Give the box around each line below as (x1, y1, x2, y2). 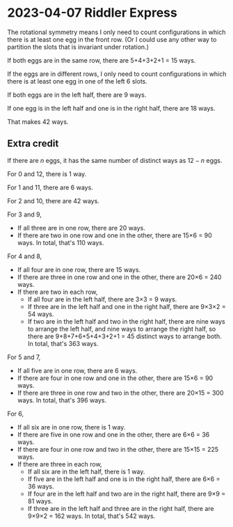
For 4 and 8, (7, 252, 42, 260)
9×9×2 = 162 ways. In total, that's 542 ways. (27, 512, 156, 520)
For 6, (7, 409, 24, 418)
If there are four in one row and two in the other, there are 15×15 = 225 (17, 445, 219, 453)
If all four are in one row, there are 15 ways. (17, 265, 141, 274)
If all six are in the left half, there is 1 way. (27, 467, 145, 475)
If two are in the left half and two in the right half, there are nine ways (27, 317, 225, 325)
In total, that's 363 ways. (27, 339, 99, 347)
